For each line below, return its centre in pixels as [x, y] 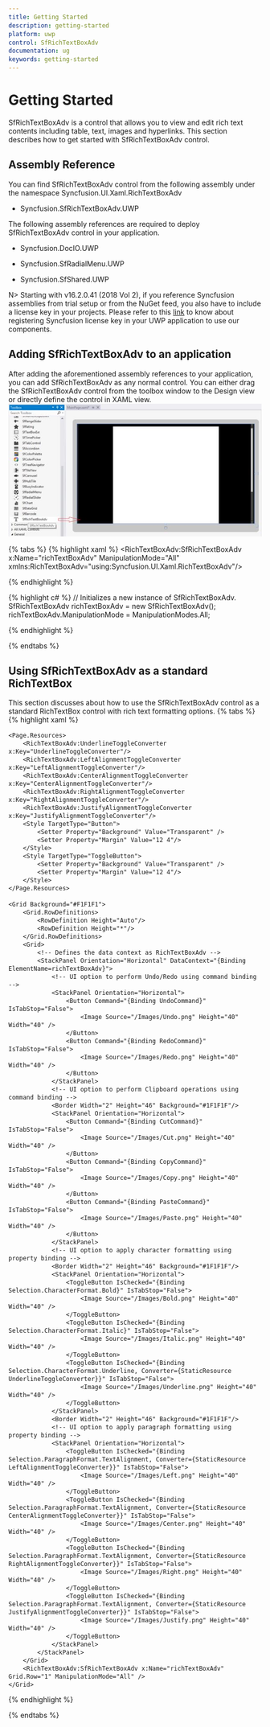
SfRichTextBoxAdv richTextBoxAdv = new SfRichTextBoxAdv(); [112, 606]
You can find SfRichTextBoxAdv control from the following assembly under [132, 184]
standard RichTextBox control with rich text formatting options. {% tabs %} [132, 711]
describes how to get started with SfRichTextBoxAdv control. [109, 139]
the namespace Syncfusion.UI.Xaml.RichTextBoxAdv [95, 192]
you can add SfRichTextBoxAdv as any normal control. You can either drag [132, 382]
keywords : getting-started [53, 60]
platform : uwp [32, 34]
